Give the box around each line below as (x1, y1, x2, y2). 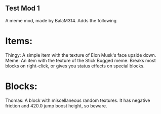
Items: (5, 35, 33, 47)
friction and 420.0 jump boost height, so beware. (5, 102, 107, 108)
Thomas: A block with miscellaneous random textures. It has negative (5, 97, 150, 103)
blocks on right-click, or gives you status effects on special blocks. (5, 63, 145, 69)
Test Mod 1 (5, 4, 41, 13)
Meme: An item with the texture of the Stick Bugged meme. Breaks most (5, 57, 156, 63)
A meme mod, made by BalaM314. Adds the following (5, 17, 117, 23)
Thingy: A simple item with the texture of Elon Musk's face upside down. (5, 52, 156, 58)
